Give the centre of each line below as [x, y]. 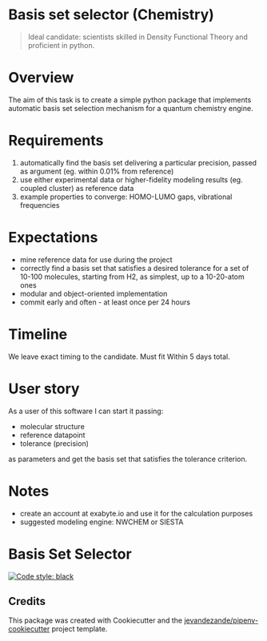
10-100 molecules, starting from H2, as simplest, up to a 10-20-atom [132, 277]
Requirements [56, 141]
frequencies [40, 205]
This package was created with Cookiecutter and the [96, 620]
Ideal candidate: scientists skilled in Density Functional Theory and [137, 37]
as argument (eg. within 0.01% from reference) [97, 171]
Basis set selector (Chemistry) [111, 15]
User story [44, 388]
